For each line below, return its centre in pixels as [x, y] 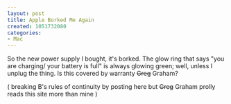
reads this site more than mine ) [52, 94]
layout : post [26, 13]
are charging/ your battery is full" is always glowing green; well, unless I [110, 66]
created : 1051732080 [37, 26]
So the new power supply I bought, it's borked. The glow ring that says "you [116, 59]
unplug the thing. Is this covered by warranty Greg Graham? [93, 74]
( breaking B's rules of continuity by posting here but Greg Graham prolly [111, 87]
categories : [24, 33]
